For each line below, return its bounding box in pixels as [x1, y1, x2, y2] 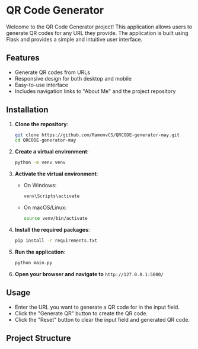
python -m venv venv [14, 159, 66, 166]
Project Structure [6, 333, 71, 343]
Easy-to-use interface [14, 81, 69, 88]
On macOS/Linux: [23, 204, 67, 211]
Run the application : [14, 248, 66, 255]
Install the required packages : [14, 226, 90, 233]
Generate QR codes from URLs [14, 69, 91, 76]
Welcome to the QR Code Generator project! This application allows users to [6, 23, 193, 30]
